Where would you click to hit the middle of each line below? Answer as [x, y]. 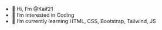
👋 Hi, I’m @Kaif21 [32, 9]
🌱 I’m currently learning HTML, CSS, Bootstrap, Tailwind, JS [84, 21]
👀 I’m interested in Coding [43, 15]
